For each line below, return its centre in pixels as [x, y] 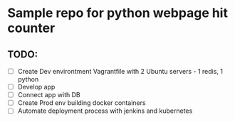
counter [31, 28]
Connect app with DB [49, 95]
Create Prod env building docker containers [82, 103]
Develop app [36, 87]
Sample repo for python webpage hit [117, 13]
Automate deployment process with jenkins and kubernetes [105, 111]
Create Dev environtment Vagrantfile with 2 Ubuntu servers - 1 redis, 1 [120, 71]
